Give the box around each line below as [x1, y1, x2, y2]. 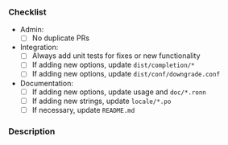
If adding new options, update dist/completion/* [31, 60, 195, 70]
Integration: [19, 43, 59, 52]
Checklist [8, 6, 47, 18]
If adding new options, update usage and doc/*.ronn [31, 87, 207, 97]
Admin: [19, 25, 44, 35]
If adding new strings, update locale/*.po [31, 96, 172, 106]
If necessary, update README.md [31, 105, 135, 114]
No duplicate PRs [31, 33, 90, 43]
